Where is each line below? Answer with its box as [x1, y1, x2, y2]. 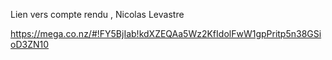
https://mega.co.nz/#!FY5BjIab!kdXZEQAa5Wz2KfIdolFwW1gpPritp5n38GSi [10, 28, 322, 39]
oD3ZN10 [10, 39, 50, 50]
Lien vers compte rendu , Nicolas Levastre [10, 9, 185, 20]
